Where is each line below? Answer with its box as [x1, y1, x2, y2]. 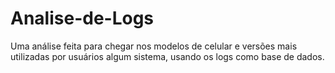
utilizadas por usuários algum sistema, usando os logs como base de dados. [10, 50, 325, 62]
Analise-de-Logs [10, 7, 155, 30]
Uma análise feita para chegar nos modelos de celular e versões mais [10, 40, 298, 52]
